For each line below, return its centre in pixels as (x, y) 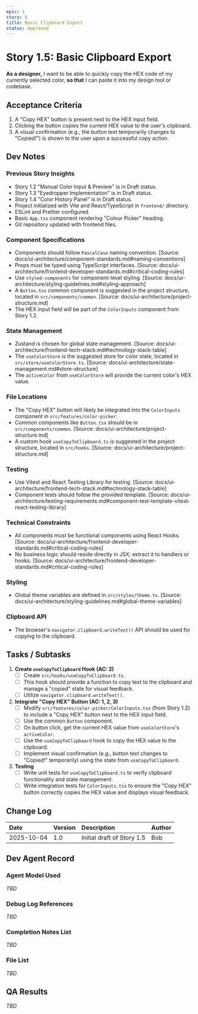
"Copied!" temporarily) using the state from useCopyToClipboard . (102, 760)
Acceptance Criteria (44, 105)
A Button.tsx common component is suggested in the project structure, (102, 290)
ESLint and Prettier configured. (52, 211)
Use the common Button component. (68, 721)
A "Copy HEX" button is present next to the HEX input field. (87, 119)
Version (64, 828)
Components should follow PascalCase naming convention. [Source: (97, 252)
